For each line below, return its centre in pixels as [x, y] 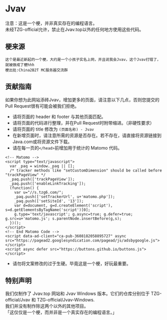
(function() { [24, 188]
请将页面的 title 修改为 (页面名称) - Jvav [53, 129]
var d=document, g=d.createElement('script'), [63, 205]
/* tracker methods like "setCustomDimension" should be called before [86, 170]
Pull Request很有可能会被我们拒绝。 [42, 106]
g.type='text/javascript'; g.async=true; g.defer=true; [74, 214]
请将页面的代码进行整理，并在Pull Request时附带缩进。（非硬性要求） [83, 122]
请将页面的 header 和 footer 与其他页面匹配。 [59, 116]
